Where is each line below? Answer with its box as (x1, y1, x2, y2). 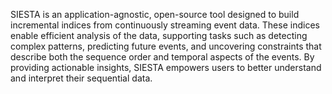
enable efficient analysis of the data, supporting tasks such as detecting (10, 30, 308, 41)
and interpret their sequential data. (10, 72, 153, 84)
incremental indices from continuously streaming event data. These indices (10, 19, 320, 31)
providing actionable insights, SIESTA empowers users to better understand (10, 62, 322, 73)
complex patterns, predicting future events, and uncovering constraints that (10, 40, 322, 52)
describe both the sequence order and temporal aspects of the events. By (10, 51, 315, 63)
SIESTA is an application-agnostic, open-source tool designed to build (10, 9, 300, 20)
